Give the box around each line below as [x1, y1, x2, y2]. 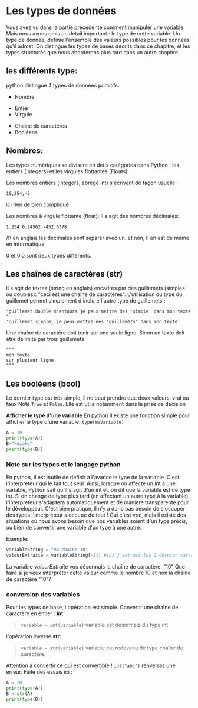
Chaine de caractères [14, 122, 67, 129]
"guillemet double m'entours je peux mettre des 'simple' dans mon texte [6, 308, 192, 314]
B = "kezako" [6, 440, 33, 447]
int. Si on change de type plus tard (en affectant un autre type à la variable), [6, 492, 190, 499]
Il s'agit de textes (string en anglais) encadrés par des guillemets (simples [6, 285, 186, 292]
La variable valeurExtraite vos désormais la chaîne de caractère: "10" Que [6, 563, 186, 570]
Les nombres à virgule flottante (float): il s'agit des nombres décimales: [6, 212, 179, 219]
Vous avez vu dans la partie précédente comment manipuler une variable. [6, 24, 186, 31]
